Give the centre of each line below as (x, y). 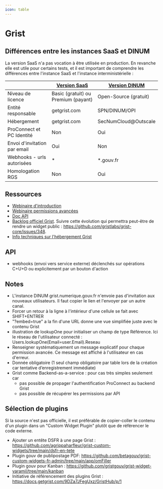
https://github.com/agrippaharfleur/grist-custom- (61, 445)
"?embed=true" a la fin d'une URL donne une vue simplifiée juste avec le (85, 322)
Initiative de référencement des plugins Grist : (57, 476)
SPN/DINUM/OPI (117, 110)
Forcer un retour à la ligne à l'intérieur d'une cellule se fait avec (75, 311)
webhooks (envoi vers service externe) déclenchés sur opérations (78, 264)
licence (16, 99)
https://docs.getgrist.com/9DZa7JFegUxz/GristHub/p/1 (67, 481)
